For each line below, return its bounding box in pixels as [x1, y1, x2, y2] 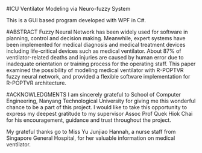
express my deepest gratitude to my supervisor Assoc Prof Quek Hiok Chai [6, 110, 193, 117]
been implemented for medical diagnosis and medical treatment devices [6, 41, 186, 48]
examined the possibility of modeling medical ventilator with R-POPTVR [6, 67, 184, 74]
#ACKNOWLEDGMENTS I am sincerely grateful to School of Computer [6, 91, 181, 98]
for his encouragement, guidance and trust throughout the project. [6, 116, 172, 124]
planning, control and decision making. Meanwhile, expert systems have [6, 35, 186, 41]
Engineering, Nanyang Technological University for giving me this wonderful [6, 97, 196, 104]
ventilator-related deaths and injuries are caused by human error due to [6, 54, 184, 61]
